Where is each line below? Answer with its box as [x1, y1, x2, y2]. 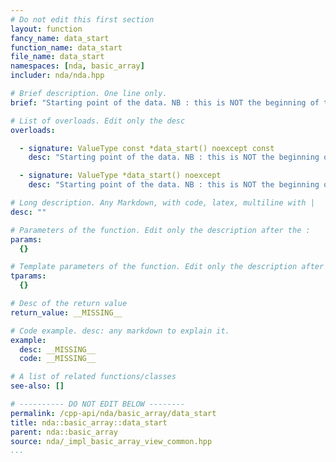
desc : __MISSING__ [19, 344, 97, 355]
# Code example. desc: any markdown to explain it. [10, 326, 230, 336]
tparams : [10, 271, 47, 281]
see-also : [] [10, 381, 65, 391]
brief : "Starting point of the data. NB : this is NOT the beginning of [10, 97, 320, 108]
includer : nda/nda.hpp [10, 71, 105, 81]
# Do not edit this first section [10, 14, 155, 25]
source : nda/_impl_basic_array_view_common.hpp [10, 436, 213, 446]
